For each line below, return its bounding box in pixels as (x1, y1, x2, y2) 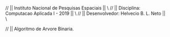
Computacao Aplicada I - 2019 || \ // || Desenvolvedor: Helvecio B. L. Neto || (5, 10, 165, 16)
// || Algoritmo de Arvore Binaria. (5, 26, 74, 32)
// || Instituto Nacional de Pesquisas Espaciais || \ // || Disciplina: (5, 5, 141, 11)
